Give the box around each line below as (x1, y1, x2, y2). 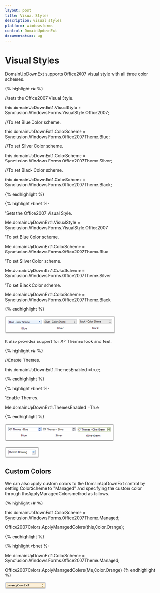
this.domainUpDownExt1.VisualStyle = (5, 105, 81, 110)
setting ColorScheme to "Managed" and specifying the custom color (5, 485, 142, 491)
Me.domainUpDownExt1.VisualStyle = (5, 219, 80, 225)
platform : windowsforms (5, 23, 53, 28)
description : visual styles (5, 18, 62, 23)
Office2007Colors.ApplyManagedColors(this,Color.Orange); (5, 524, 125, 530)
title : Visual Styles (5, 13, 49, 18)
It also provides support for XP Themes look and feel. (5, 338, 112, 344)
